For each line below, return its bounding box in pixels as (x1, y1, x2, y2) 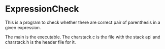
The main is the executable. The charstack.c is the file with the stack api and (5, 34, 161, 40)
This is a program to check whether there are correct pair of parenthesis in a (5, 19, 161, 25)
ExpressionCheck (5, 3, 79, 15)
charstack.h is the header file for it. (5, 39, 76, 45)
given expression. (5, 24, 41, 30)
